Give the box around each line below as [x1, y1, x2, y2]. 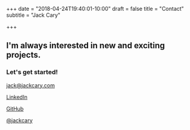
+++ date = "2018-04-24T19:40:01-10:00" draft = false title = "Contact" [6, 5, 184, 12]
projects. [6, 50, 41, 60]
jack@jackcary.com [6, 81, 55, 89]
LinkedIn [6, 93, 28, 101]
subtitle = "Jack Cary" [6, 11, 61, 19]
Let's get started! [6, 68, 59, 76]
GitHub [6, 105, 24, 112]
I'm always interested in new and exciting [6, 40, 165, 51]
